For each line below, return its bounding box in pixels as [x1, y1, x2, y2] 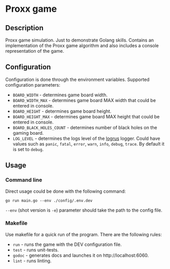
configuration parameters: [5, 81, 60, 88]
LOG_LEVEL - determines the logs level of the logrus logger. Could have [12, 135, 160, 141]
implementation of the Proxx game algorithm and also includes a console [5, 43, 159, 49]
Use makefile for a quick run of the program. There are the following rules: [5, 231, 162, 237]
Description [5, 24, 44, 32]
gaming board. [12, 130, 44, 136]
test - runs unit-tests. [12, 246, 59, 253]
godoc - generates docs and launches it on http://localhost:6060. [12, 252, 149, 258]
